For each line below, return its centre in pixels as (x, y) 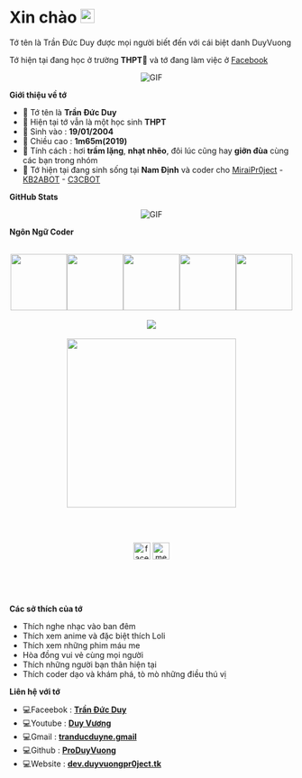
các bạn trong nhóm (60, 160)
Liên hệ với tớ (35, 691)
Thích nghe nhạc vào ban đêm (79, 626)
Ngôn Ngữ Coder (42, 232)
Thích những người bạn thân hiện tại (90, 664)
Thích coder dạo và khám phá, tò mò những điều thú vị (124, 673)
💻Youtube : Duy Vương (67, 723)
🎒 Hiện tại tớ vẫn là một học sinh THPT (94, 122)
